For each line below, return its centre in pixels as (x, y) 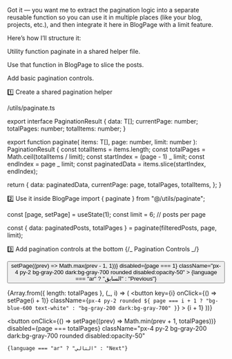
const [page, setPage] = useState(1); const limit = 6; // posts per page (106, 214)
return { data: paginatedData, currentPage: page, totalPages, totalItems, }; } (115, 185)
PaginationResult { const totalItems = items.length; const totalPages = (106, 149)
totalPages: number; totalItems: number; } (67, 128)
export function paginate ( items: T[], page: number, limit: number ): (103, 142)
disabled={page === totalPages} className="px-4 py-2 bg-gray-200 (107, 328)
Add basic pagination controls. (51, 78)
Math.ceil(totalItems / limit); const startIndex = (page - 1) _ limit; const (106, 157)
